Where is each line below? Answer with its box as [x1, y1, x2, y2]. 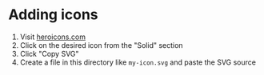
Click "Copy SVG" [19, 49, 79, 58]
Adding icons [8, 6, 98, 24]
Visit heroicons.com [19, 32, 86, 41]
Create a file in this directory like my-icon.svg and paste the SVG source [19, 57, 256, 67]
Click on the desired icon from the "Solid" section [19, 40, 183, 49]
